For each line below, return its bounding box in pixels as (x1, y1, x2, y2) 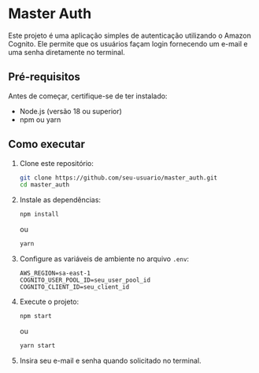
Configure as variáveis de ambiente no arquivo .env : (19, 254, 190, 264)
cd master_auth (19, 181, 70, 189)
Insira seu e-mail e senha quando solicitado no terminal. (19, 356, 202, 365)
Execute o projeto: (19, 297, 80, 307)
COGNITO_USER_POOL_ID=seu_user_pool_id (19, 276, 151, 284)
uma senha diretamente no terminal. (8, 47, 126, 57)
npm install (19, 210, 59, 219)
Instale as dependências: (19, 195, 101, 205)
